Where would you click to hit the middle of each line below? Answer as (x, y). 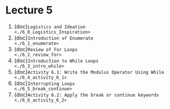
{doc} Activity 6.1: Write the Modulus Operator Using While (89, 71)
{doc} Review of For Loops (46, 49)
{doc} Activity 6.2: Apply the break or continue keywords (86, 94)
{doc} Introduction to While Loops (56, 60)
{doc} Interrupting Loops (45, 83)
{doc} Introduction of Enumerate (54, 38)
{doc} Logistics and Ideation (50, 26)
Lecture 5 (29, 10)
